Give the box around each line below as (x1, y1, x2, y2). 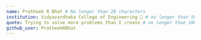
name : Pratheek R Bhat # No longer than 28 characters (6, 8, 146, 15)
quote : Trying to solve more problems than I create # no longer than (6, 19, 186, 25)
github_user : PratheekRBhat (6, 25, 77, 31)
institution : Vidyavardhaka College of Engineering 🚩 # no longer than (6, 14, 188, 20)
